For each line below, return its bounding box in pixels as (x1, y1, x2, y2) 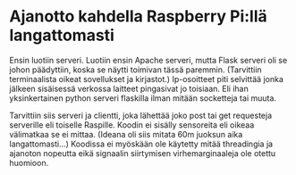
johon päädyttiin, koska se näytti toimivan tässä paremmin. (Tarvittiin (9, 64, 262, 75)
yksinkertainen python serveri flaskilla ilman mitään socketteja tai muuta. (9, 92, 277, 104)
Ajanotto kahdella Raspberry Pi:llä (9, 6, 268, 27)
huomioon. (9, 157, 49, 168)
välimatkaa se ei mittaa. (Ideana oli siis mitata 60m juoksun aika (9, 129, 243, 139)
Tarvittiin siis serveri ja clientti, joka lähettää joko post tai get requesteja (9, 110, 273, 121)
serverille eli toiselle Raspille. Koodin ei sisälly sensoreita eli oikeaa (9, 119, 255, 130)
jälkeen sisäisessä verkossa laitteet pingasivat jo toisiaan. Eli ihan (9, 83, 249, 94)
